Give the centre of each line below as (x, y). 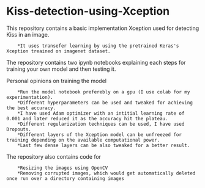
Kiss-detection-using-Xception (88, 11)
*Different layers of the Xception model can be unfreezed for (100, 135)
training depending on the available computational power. (83, 140)
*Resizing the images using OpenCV (63, 168)
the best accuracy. (31, 108)
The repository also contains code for (54, 156)
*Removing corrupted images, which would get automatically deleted (106, 173)
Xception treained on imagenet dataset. (59, 51)
